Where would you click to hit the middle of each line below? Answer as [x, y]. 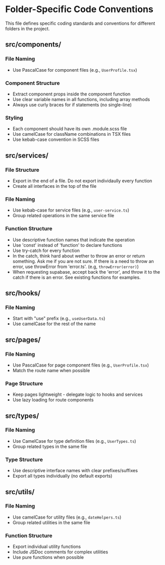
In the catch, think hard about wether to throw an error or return [79, 255]
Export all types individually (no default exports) [62, 476]
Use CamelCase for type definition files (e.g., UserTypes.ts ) [74, 441]
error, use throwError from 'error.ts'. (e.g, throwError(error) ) [75, 267]
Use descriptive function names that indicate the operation [74, 240]
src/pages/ [23, 340]
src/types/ [22, 416]
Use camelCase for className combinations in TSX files [72, 134]
